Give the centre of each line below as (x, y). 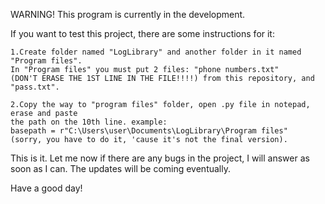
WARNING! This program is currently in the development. (128, 14)
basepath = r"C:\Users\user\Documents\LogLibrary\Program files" (149, 131)
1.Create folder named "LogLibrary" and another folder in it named (156, 52)
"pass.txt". (35, 87)
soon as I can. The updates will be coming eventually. (120, 168)
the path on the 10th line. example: (89, 122)
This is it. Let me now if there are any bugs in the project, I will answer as (160, 158)
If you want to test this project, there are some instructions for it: (142, 33)
